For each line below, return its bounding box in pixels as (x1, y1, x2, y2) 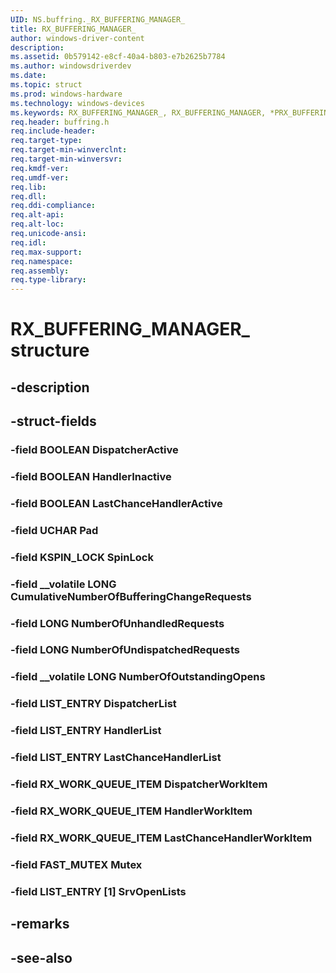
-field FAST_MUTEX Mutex (10, 857, 143, 871)
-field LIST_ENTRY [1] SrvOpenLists (10, 884, 187, 898)
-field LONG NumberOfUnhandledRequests (10, 616, 225, 630)
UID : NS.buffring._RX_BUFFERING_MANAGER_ (10, 14, 186, 25)
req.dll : (10, 191, 47, 201)
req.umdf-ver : (10, 172, 70, 183)
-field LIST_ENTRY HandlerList (10, 724, 162, 738)
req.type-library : (10, 275, 87, 285)
